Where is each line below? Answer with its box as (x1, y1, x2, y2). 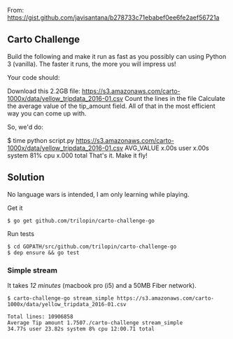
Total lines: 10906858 (7, 313, 73, 320)
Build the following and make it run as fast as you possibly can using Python (7, 52, 227, 60)
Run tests (7, 229, 35, 237)
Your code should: (7, 73, 60, 81)
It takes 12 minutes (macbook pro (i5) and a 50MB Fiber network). (7, 281, 197, 289)
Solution (7, 172, 45, 184)
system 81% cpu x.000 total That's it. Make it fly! (7, 151, 148, 160)
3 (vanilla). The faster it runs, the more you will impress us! (7, 60, 176, 68)
